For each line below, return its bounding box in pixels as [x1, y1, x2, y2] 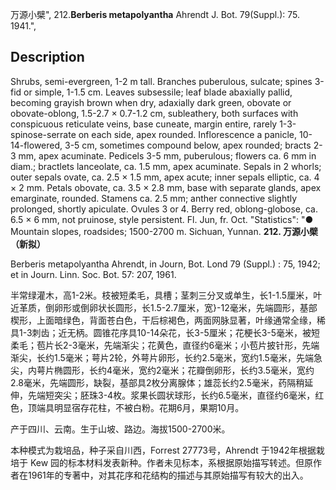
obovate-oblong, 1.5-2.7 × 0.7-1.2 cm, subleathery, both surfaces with [10, 107, 299, 119]
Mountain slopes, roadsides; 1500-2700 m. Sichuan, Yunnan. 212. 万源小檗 [10, 225, 318, 237]
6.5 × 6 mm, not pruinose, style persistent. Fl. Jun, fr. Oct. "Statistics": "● [10, 213, 314, 225]
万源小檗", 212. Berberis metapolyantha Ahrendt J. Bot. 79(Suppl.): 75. [10, 9, 300, 20]
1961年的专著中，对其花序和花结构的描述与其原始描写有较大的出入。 [27, 469, 309, 481]
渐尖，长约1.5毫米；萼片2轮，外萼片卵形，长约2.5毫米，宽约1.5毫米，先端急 [10, 351, 323, 363]
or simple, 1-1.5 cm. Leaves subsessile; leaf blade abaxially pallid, [23, 86, 293, 98]
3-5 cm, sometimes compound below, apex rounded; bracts [64, 139, 312, 151]
